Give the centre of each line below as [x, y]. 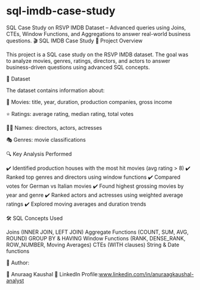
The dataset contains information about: [56, 90]
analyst [15, 280]
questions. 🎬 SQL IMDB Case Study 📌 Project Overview [75, 41]
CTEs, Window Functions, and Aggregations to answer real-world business [99, 33]
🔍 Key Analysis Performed [39, 154]
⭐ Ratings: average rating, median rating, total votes [70, 114]
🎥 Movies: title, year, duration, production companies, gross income [89, 102]
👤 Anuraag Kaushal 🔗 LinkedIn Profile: [53, 274]
